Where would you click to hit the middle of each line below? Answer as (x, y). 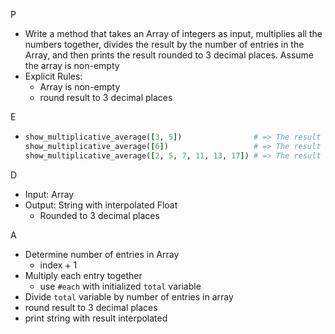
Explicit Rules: (53, 76)
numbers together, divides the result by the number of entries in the (164, 44)
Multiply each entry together (83, 275)
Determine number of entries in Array (102, 254)
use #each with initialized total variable (120, 286)
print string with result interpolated (96, 318)
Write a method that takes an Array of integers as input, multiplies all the (173, 33)
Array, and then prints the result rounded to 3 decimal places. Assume (169, 55)
